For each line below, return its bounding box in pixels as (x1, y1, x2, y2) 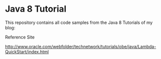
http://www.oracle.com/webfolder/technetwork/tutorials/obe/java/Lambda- (5, 43, 156, 49)
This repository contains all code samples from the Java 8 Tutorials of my (5, 20, 153, 25)
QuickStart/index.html (5, 49, 49, 55)
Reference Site (5, 34, 35, 40)
